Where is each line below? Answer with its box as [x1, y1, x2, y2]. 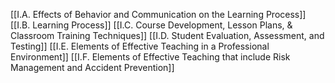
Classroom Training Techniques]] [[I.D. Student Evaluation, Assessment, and [10, 30, 325, 41]
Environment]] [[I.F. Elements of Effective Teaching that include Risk [10, 51, 291, 63]
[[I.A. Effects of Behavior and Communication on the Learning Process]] [10, 9, 307, 20]
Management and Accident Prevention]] [10, 62, 175, 73]
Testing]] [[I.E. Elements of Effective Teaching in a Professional [10, 40, 270, 52]
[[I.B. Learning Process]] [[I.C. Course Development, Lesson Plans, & [10, 19, 293, 31]
